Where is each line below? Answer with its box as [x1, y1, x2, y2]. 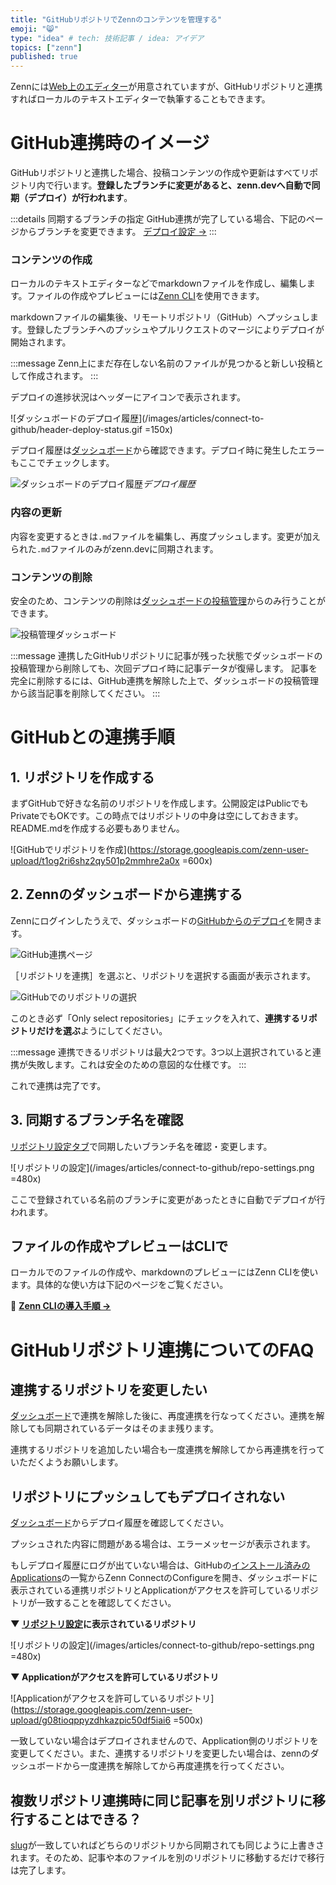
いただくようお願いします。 [10, 1456, 124, 1468]
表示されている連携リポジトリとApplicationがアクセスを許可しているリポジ [10, 1584, 319, 1596]
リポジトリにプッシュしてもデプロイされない [10, 1488, 286, 1505]
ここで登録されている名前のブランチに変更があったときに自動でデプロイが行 [10, 1193, 326, 1205]
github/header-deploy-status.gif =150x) [10, 424, 173, 436]
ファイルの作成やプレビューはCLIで [10, 1237, 229, 1255]
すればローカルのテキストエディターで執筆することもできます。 [10, 93, 271, 105]
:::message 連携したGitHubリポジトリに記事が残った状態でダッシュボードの [10, 649, 323, 661]
